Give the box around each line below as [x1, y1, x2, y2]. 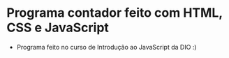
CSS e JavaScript [6, 20, 110, 36]
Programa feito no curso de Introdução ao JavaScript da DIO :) [16, 43, 197, 51]
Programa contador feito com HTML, [6, 5, 223, 21]
